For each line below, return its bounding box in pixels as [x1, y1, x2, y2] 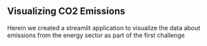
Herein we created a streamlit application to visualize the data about [7, 23, 201, 32]
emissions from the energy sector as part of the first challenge [7, 31, 185, 39]
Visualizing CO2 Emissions [7, 5, 126, 17]
